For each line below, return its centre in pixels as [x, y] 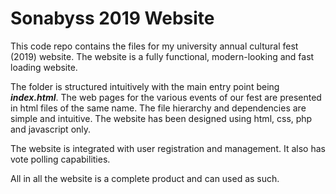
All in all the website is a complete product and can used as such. [145, 178]
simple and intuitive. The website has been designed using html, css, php [161, 118]
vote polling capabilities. [60, 159]
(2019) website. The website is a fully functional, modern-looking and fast [162, 56]
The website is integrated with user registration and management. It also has [168, 148]
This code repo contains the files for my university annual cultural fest [154, 46]
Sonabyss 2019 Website [112, 18]
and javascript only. [51, 129]
